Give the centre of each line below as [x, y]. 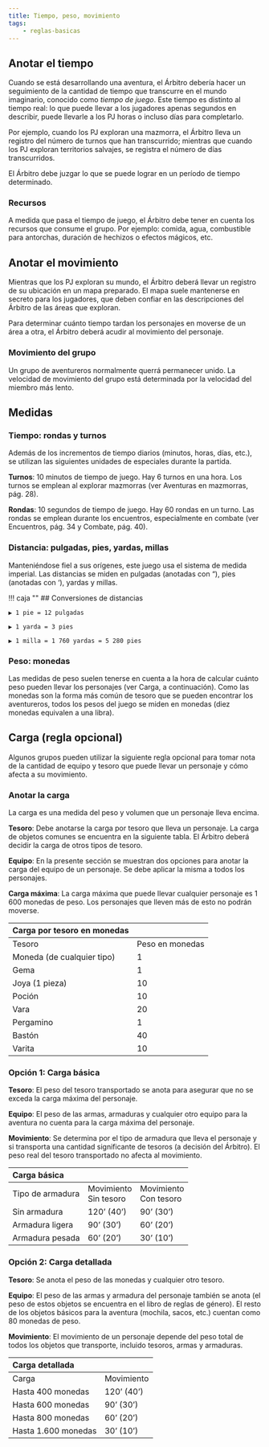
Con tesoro [161, 1199]
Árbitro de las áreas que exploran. [64, 308]
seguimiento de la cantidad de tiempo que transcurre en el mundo [118, 91]
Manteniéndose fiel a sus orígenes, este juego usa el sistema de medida [128, 565]
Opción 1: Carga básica [54, 1072]
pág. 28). [23, 494]
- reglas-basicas [52, 31]
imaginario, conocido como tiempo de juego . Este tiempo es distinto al [124, 100]
